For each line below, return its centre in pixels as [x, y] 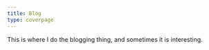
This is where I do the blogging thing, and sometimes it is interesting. [105, 39]
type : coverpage [30, 20]
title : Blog [24, 13]
